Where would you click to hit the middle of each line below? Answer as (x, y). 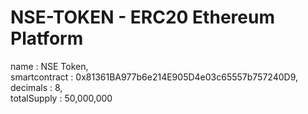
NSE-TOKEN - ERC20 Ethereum (142, 17)
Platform (47, 38)
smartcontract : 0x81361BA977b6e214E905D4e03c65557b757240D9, (154, 77)
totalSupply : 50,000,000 (61, 98)
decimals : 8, (36, 87)
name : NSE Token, (49, 66)
